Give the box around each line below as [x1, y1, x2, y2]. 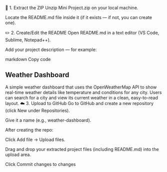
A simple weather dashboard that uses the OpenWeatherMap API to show [5, 84, 157, 90]
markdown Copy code [5, 56, 51, 62]
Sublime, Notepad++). [5, 37, 51, 42]
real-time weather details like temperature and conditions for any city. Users [5, 89, 162, 95]
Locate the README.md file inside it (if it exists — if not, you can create [5, 14, 152, 20]
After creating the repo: [5, 126, 53, 132]
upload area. [5, 151, 31, 157]
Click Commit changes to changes [5, 161, 76, 167]
